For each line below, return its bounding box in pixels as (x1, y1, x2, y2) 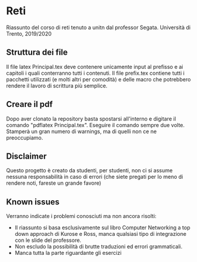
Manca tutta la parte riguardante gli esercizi (14, 250, 122, 257)
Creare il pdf (6, 99, 53, 109)
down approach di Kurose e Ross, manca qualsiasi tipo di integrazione (14, 231, 187, 238)
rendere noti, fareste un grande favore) (6, 179, 101, 187)
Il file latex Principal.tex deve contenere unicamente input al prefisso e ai (6, 63, 183, 70)
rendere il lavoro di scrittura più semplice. (6, 82, 108, 89)
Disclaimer (6, 151, 47, 161)
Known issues (6, 197, 60, 207)
